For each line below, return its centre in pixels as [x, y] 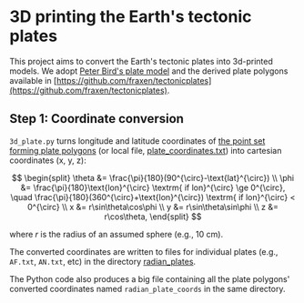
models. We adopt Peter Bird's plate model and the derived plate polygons [149, 71]
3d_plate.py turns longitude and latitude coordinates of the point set [137, 141]
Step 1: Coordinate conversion [97, 119]
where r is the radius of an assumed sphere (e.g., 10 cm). [117, 234]
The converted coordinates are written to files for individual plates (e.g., [144, 251]
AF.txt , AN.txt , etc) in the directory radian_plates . [103, 261]
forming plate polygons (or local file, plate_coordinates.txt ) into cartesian [146, 150]
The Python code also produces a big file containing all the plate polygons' [150, 278]
